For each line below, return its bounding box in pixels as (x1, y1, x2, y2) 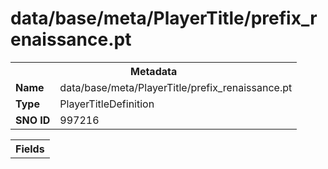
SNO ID (15, 113, 51, 127)
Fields (15, 142, 45, 156)
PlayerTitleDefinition (59, 97, 155, 111)
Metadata (129, 64, 178, 78)
